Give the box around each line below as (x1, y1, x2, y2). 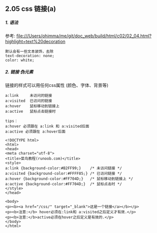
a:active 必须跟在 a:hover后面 (5, 129, 66, 134)
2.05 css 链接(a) (5, 4, 56, 13)
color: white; (5, 58, 35, 63)
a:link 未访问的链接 (5, 93, 52, 98)
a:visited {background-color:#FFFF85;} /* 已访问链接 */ (5, 171, 122, 176)
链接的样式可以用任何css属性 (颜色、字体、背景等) (5, 82, 109, 88)
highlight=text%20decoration (5, 39, 66, 45)
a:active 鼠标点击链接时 (5, 109, 56, 114)
